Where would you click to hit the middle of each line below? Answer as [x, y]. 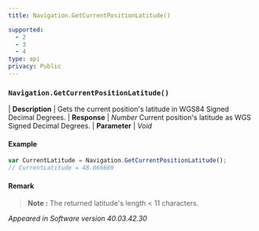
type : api [24, 59]
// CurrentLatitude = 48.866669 [61, 168]
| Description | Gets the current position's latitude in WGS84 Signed [119, 109]
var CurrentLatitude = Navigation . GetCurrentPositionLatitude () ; [117, 161]
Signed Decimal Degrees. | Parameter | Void [80, 126]
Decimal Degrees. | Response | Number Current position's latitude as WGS [130, 117]
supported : [26, 30]
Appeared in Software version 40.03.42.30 [78, 218]
